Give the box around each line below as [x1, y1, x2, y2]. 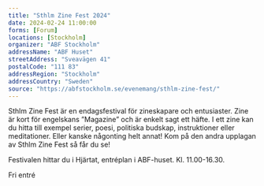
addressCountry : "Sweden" [8, 77, 93, 85]
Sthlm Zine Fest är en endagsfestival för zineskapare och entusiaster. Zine [8, 106, 249, 116]
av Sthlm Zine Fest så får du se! [8, 139, 110, 150]
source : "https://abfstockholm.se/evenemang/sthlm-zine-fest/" [8, 84, 221, 93]
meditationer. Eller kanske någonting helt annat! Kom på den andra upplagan [8, 132, 256, 141]
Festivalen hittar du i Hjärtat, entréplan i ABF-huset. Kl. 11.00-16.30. [8, 155, 225, 165]
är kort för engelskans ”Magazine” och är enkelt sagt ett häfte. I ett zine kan [8, 115, 254, 125]
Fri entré [8, 170, 35, 180]
